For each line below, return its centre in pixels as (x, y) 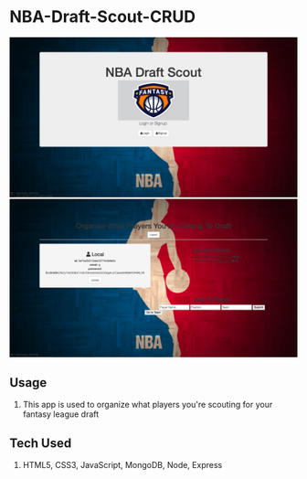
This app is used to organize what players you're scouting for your (148, 405)
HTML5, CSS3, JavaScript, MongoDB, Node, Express (122, 465)
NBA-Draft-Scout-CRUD (103, 17)
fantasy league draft (61, 414)
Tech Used (41, 443)
